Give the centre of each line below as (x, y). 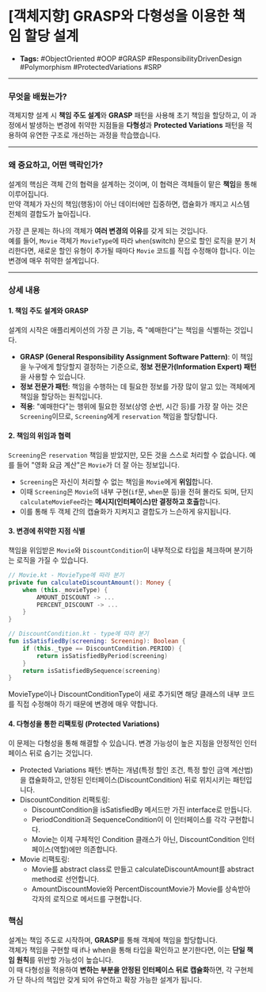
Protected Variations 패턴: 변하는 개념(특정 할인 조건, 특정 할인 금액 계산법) (136, 770)
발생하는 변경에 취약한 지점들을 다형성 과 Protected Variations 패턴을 (137, 125)
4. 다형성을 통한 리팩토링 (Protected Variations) (84, 724)
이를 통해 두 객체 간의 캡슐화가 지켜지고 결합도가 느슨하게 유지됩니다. (125, 511)
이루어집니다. (28, 194)
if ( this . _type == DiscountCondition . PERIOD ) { (102, 648)
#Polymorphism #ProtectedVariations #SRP (91, 67)
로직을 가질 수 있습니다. (52, 560)
